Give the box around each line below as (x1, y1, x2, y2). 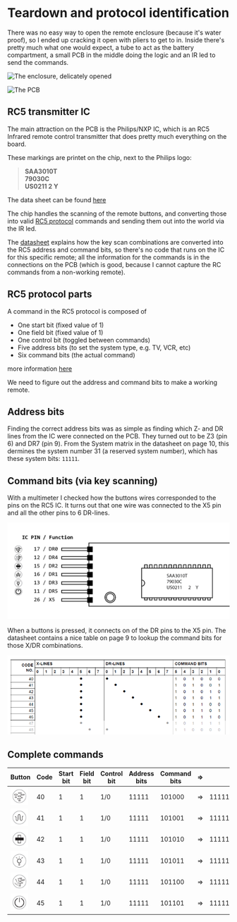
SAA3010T (24, 167, 58, 176)
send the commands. (7, 58, 69, 66)
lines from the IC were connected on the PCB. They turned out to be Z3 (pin (7, 432, 228, 441)
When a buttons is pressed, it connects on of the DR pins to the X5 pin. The (7, 626, 226, 634)
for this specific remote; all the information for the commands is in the (7, 252, 210, 262)
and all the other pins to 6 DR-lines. (7, 509, 110, 517)
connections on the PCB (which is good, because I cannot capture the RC (7, 260, 221, 269)
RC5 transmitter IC (7, 106, 90, 118)
